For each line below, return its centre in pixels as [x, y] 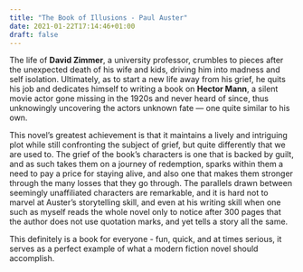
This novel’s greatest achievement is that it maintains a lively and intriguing [148, 136]
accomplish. [32, 258]
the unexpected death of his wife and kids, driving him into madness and [145, 70]
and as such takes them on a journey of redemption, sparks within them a [146, 164]
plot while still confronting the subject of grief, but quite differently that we [148, 145]
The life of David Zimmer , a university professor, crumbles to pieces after [147, 61]
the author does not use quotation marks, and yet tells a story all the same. [149, 221]
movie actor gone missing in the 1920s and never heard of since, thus [139, 98]
